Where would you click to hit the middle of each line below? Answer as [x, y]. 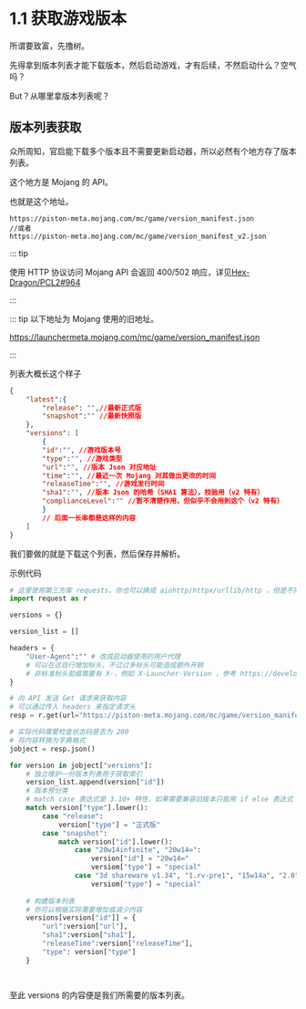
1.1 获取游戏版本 [68, 19]
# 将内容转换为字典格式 [48, 740]
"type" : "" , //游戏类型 [82, 458]
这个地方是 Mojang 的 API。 [61, 182]
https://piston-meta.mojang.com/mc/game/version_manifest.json [132, 218]
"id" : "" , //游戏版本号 [82, 450]
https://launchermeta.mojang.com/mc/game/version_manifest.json [135, 337]
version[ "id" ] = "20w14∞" [140, 858]
